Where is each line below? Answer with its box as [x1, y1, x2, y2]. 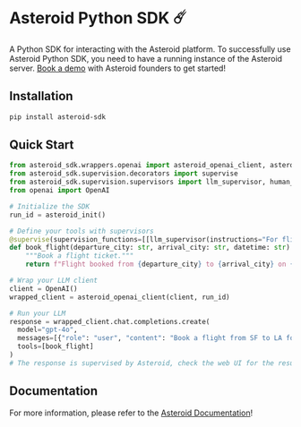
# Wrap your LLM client [9, 276, 99, 286]
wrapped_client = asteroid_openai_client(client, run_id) [9, 293, 230, 302]
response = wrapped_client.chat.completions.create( [9, 317, 211, 326]
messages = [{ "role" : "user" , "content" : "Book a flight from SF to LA [17, 334, 282, 343]
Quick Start [9, 137, 74, 153]
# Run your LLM [9, 309, 66, 318]
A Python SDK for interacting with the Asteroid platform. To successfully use [9, 43, 291, 55]
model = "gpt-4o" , [17, 325, 78, 335]
